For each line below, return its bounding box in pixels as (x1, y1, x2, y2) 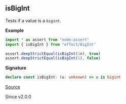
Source (5, 84, 20, 90)
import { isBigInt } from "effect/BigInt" (5, 42, 96, 47)
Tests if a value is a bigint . (5, 17, 62, 23)
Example (5, 27, 24, 33)
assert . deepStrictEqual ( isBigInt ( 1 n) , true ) (5, 51, 101, 56)
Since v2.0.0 (5, 94, 31, 100)
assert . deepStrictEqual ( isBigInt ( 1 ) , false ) (5, 56, 101, 61)
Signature (5, 65, 27, 71)
